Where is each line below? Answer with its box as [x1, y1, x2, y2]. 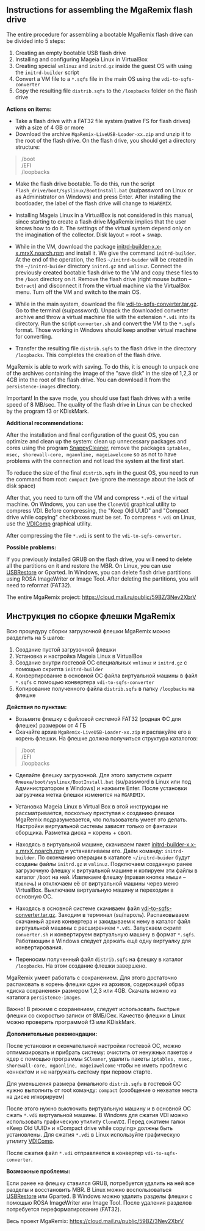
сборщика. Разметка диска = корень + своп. [15, 829, 132, 836]
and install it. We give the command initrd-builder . [65, 249, 196, 257]
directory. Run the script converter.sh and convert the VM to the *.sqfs [15, 320, 195, 327]
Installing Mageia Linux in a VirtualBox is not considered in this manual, [15, 211, 194, 219]
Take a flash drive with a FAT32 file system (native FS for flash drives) [15, 117, 191, 124]
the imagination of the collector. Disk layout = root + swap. [15, 231, 163, 238]
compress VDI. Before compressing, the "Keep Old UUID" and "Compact [6, 506, 189, 514]
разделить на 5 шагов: [6, 634, 65, 641]
